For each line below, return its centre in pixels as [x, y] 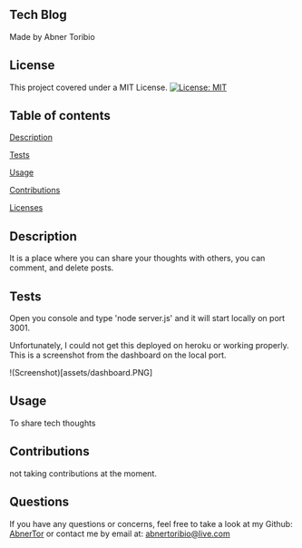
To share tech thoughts [53, 423]
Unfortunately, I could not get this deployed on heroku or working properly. [149, 346]
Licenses [26, 208]
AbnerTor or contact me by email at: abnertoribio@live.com [120, 533]
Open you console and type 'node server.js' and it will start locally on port [147, 318]
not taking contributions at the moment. [83, 473]
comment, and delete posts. [62, 268]
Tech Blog [39, 15]
